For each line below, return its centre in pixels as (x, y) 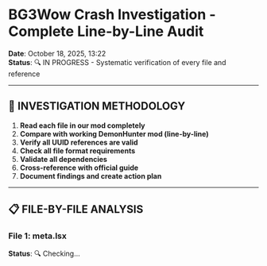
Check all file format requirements (77, 150)
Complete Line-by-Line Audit (106, 31)
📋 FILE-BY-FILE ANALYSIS (76, 209)
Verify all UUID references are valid (79, 142)
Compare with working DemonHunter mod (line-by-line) (114, 133)
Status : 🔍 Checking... (44, 254)
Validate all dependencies (63, 159)
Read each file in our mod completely (82, 125)
